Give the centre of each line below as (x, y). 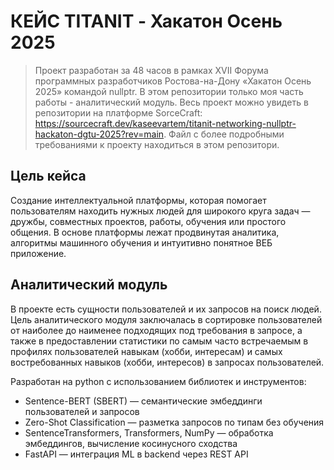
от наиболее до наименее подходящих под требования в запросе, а (156, 330)
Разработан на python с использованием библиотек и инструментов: (158, 381)
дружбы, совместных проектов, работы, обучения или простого (148, 221)
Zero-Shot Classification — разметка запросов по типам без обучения (174, 422)
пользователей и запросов (82, 411)
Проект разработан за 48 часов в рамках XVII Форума (151, 70)
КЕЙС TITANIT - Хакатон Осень (146, 21)
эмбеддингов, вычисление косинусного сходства (131, 443)
